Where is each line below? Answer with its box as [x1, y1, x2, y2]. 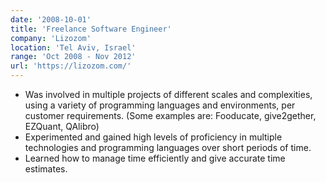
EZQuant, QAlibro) [24, 121, 100, 132]
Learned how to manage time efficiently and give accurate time [24, 152, 286, 164]
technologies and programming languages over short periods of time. [24, 142, 312, 153]
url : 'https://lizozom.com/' [10, 61, 132, 71]
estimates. [24, 163, 68, 175]
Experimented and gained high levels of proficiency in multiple [24, 131, 283, 143]
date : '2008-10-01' [10, 14, 92, 25]
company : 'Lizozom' [10, 33, 92, 43]
